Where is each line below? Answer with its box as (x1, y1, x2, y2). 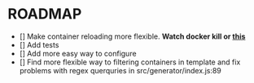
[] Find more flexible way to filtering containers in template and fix (19, 57, 241, 67)
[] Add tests (19, 39, 59, 49)
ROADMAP (7, 5, 82, 23)
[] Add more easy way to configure (19, 48, 137, 58)
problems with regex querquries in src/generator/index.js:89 (19, 65, 221, 75)
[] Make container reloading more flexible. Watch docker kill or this (19, 31, 246, 41)
